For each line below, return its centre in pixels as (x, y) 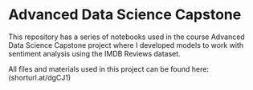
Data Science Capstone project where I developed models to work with (126, 45)
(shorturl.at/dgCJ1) (40, 77)
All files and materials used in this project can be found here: (108, 68)
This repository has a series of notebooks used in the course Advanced (126, 37)
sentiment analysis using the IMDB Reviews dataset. (94, 53)
